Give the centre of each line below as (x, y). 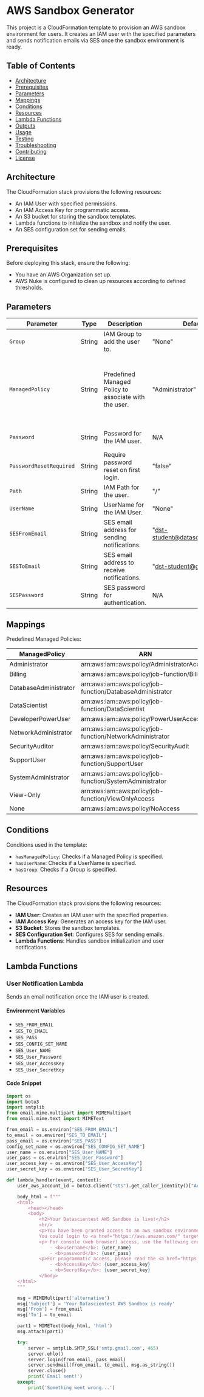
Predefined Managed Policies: (44, 639)
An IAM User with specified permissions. (66, 203)
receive (114, 570)
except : (27, 1382)
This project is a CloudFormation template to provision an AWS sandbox (96, 27)
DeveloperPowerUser (40, 719)
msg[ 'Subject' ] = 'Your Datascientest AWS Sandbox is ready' (96, 1303)
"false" (162, 466)
